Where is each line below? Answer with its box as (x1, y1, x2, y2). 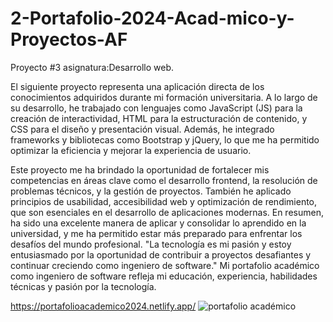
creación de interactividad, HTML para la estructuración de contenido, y (10, 112, 308, 124)
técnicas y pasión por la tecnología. (10, 280, 157, 292)
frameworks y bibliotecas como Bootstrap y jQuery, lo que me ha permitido (10, 133, 320, 146)
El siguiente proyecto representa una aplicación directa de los (10, 80, 265, 92)
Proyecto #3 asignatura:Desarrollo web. (10, 61, 174, 73)
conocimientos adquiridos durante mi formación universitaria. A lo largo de (10, 91, 318, 103)
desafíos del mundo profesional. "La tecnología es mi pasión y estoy (10, 238, 292, 250)
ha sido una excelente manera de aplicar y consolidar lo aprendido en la (10, 217, 307, 229)
